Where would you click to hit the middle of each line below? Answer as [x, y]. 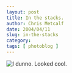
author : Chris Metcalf [35, 23]
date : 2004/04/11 [28, 29]
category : [19, 40]
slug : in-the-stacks [33, 35]
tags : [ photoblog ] [33, 47]
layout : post [23, 12]
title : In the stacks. [35, 18]
